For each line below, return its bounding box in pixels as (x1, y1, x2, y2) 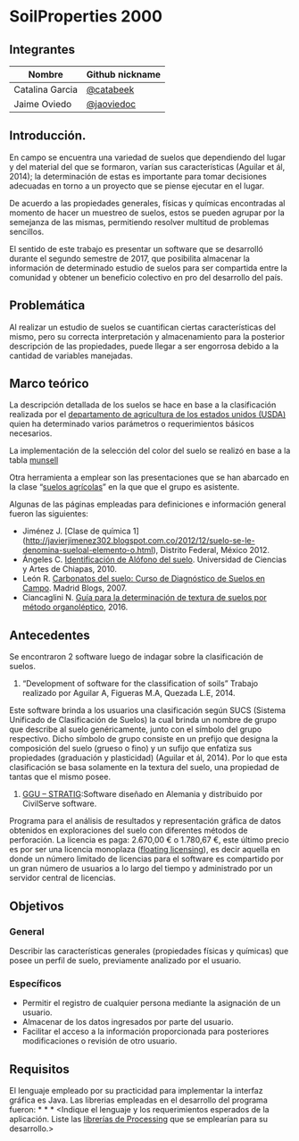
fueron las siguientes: (9, 508, 89, 519)
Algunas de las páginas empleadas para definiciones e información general (9, 499, 287, 510)
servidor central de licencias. (9, 873, 116, 884)
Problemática (9, 298, 86, 314)
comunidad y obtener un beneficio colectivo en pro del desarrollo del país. (9, 272, 284, 282)
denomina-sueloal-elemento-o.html (21, 545, 154, 556)
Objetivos (9, 898, 64, 913)
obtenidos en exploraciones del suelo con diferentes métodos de (9, 825, 248, 836)
